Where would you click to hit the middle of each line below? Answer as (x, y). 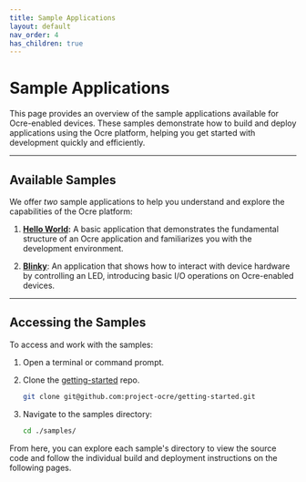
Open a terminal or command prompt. (93, 362)
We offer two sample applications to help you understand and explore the (147, 202)
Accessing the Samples (78, 323)
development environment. (73, 248)
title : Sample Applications (63, 18)
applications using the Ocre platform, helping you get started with (133, 133)
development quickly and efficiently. (77, 143)
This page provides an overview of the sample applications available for (144, 114)
